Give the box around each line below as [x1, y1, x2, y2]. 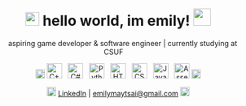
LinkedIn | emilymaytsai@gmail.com [57, 88, 179, 98]
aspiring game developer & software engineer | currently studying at [8, 38, 238, 48]
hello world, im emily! [42, 12, 191, 30]
